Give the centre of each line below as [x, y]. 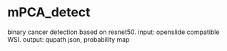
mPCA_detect [49, 12]
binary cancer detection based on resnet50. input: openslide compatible [113, 32]
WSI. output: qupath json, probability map [69, 39]
